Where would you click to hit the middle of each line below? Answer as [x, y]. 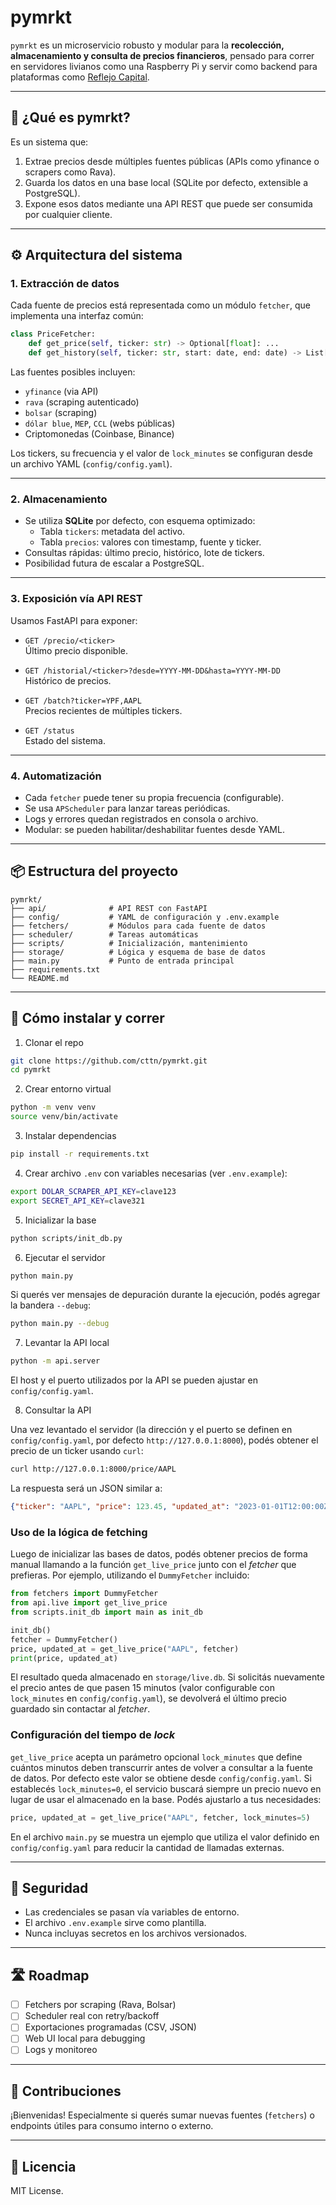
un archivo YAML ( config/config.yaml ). [91, 464]
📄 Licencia [43, 2166]
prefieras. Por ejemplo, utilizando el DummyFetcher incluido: [130, 1575]
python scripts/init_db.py [66, 1238]
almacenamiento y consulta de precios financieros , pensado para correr [162, 55]
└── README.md [40, 978]
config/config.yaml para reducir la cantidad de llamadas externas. [147, 1847]
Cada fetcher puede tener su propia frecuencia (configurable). [154, 797]
